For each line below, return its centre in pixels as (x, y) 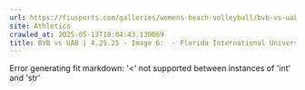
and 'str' (25, 78)
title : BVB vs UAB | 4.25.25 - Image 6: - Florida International (138, 43)
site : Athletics (40, 26)
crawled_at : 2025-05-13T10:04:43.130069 (87, 34)
